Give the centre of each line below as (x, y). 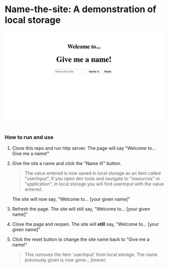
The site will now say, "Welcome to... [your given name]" (71, 199)
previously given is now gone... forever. (66, 260)
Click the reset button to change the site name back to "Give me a (81, 239)
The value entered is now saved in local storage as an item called (93, 173)
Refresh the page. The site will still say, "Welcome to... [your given (81, 209)
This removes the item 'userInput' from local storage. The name (91, 255)
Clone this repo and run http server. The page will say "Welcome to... (84, 148)
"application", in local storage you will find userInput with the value (94, 184)
